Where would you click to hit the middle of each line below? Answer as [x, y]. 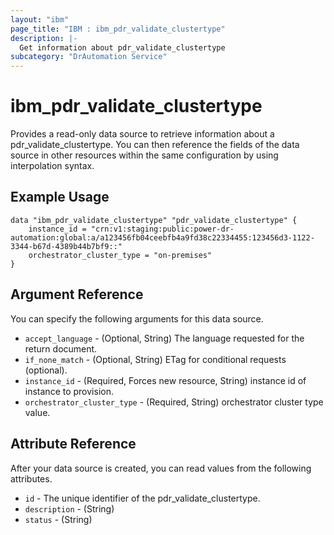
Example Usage [60, 197]
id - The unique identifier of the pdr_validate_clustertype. [142, 498]
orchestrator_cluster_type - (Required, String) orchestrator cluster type [174, 402]
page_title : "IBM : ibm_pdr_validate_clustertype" [118, 29]
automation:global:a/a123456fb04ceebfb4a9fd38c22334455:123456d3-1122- [162, 237]
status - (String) [58, 519]
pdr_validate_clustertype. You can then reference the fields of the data [155, 145]
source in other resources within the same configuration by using [144, 155]
